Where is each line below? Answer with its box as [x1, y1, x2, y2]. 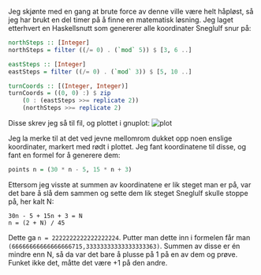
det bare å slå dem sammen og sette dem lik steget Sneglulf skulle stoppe [8, 188, 248, 198]
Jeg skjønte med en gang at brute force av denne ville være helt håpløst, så [8, 7, 254, 16]
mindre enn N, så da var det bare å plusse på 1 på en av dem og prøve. [8, 249, 238, 259]
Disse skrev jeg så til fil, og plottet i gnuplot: [8, 119, 151, 127]
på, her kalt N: [8, 197, 54, 206]
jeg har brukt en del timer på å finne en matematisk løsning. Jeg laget [8, 15, 234, 24]
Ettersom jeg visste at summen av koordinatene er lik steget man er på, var [8, 179, 252, 189]
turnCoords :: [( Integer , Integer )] [8, 82, 129, 90]
